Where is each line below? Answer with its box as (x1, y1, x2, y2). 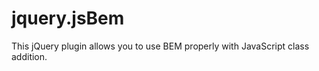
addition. (11, 50, 48, 62)
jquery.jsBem (11, 7, 125, 30)
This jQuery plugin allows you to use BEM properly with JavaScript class (11, 40, 310, 52)
